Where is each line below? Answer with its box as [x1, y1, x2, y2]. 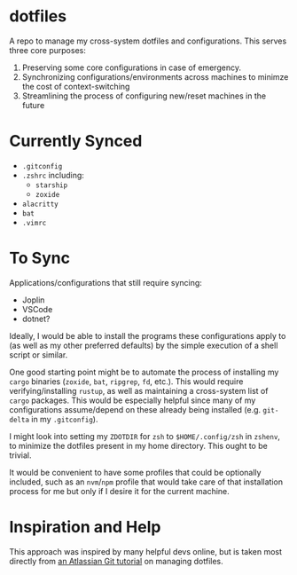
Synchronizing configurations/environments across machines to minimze [21, 71, 289, 82]
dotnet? [21, 313, 51, 324]
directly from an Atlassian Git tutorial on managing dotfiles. [9, 555, 223, 566]
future [21, 99, 45, 110]
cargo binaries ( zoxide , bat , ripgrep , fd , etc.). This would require [9, 375, 244, 387]
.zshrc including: [21, 169, 84, 180]
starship [35, 180, 68, 190]
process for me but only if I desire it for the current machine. [9, 485, 231, 496]
